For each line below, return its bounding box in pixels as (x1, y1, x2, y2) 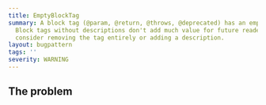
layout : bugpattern (8, 41, 73, 49)
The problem (8, 84, 73, 99)
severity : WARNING (8, 56, 69, 64)
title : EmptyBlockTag (8, 11, 80, 20)
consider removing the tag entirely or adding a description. (15, 33, 225, 42)
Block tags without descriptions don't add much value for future (15, 26, 239, 34)
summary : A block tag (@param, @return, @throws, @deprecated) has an (8, 19, 246, 27)
